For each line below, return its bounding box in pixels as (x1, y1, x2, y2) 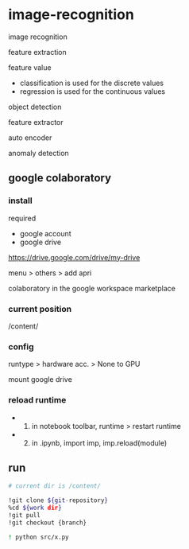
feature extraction (8, 47, 67, 56)
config (8, 341, 34, 352)
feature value (8, 62, 52, 72)
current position (8, 303, 72, 314)
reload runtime (8, 395, 67, 406)
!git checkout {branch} (8, 519, 87, 527)
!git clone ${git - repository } (8, 496, 109, 504)
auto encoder (8, 133, 52, 142)
